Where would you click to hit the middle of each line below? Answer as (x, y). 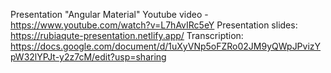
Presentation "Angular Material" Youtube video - (109, 14)
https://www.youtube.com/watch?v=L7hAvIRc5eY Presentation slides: (154, 25)
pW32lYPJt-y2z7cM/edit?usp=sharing (88, 57)
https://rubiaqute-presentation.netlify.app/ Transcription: (127, 35)
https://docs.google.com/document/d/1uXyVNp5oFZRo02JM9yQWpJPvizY (166, 46)
